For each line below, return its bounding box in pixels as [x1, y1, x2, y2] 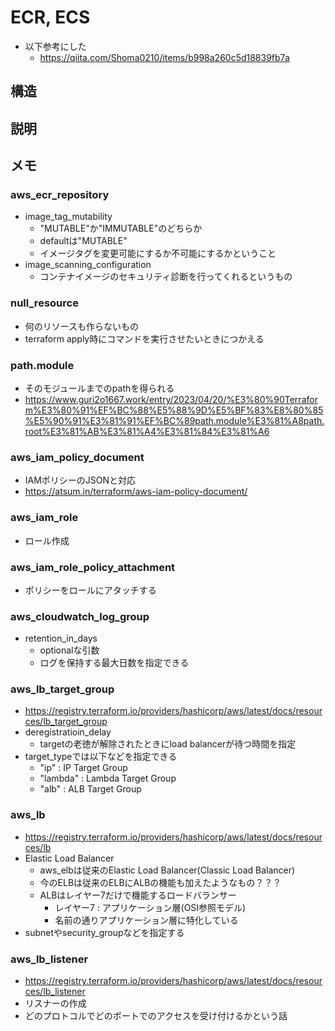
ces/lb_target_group [24, 716, 108, 728]
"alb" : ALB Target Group [39, 783, 142, 795]
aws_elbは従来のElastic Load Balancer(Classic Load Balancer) [39, 864, 296, 876]
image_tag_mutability [24, 211, 113, 223]
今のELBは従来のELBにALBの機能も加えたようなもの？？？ [39, 876, 282, 888]
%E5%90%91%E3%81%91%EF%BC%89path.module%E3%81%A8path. [24, 415, 325, 426]
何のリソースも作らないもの [24, 320, 140, 332]
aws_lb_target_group [10, 682, 115, 696]
